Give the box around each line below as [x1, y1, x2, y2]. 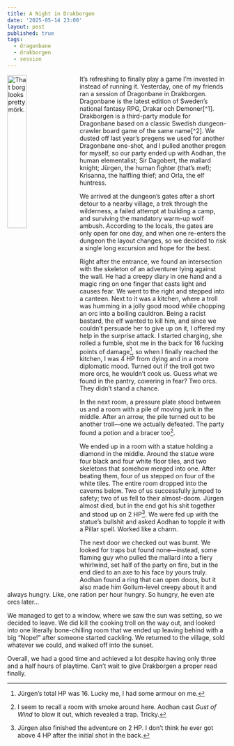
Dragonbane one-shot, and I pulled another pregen [79, 141, 226, 150]
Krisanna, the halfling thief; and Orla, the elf [79, 171, 205, 179]
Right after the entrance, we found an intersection [79, 257, 223, 266]
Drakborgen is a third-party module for [79, 112, 192, 120]
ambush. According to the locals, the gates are [79, 221, 214, 230]
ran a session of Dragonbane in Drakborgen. [79, 89, 208, 98]
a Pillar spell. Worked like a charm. [79, 524, 179, 533]
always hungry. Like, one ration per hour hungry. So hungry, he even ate [7, 590, 214, 598]
